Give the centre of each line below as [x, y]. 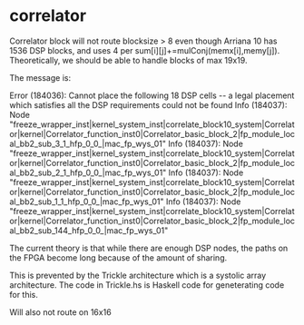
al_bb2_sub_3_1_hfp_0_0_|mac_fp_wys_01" [88, 143]
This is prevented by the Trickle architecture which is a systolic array [138, 275]
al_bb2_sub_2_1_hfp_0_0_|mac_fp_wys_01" [88, 172]
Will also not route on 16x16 [60, 312]
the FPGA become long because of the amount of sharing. [118, 257]
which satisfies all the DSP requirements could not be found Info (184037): [148, 104]
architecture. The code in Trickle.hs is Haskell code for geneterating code [147, 285]
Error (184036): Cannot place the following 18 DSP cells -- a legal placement [152, 95]
